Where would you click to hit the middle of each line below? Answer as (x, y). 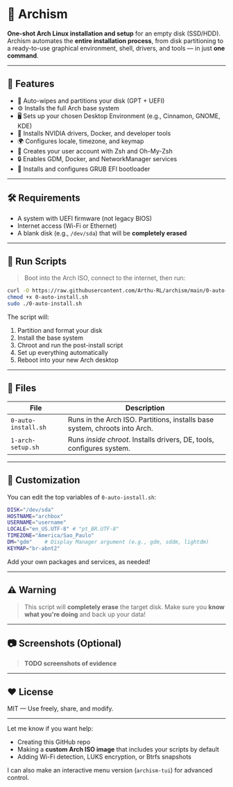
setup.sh (25, 447)
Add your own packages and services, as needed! (79, 561)
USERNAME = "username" (37, 523)
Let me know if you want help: (50, 729)
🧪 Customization (44, 480)
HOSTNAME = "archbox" (35, 516)
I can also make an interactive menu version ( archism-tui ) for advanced (110, 770)
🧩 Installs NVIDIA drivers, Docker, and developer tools (94, 133)
